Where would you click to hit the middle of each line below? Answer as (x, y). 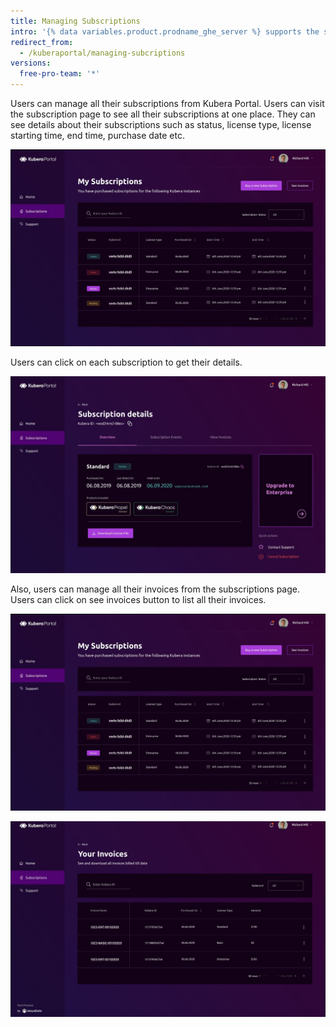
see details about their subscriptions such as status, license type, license (161, 124)
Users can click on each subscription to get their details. (126, 362)
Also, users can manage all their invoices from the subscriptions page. (155, 589)
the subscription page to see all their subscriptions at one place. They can (163, 114)
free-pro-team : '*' (60, 74)
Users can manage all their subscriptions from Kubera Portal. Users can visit (167, 103)
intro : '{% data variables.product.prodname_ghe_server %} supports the (165, 31)
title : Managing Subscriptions (75, 21)
